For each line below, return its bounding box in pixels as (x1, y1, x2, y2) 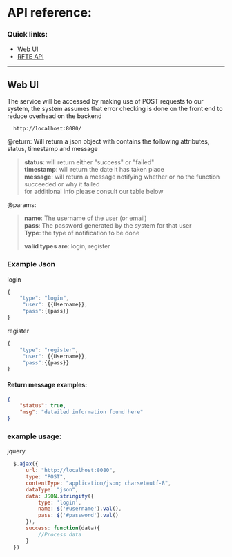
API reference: (7, 5, 92, 21)
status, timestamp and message (7, 145, 98, 153)
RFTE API (17, 52, 44, 61)
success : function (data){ (25, 525, 100, 532)
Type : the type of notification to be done (23, 229, 140, 237)
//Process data (37, 531, 81, 538)
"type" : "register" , (19, 346, 79, 353)
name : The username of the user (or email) (23, 214, 147, 222)
